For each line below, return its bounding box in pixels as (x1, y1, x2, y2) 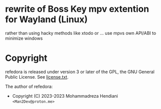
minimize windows (5, 35, 43, 41)
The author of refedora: (5, 83, 53, 89)
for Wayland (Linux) (5, 14, 88, 25)
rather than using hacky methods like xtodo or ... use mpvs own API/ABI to (5, 30, 157, 36)
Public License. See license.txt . (5, 74, 69, 80)
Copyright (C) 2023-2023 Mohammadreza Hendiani (12, 93, 119, 99)
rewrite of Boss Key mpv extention (5, 3, 149, 15)
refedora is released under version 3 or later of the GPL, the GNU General (5, 69, 155, 75)
